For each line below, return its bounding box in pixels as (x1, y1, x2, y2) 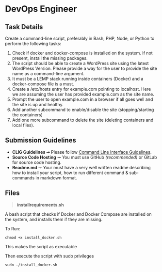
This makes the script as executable (5, 243, 77, 249)
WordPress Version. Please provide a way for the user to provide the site (12, 65, 158, 71)
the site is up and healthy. (12, 102, 64, 107)
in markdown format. (35, 175, 78, 180)
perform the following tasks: (5, 41, 62, 47)
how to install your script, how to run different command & (12, 170, 129, 176)
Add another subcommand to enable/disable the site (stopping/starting (12, 107, 154, 112)
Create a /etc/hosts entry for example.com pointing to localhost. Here (12, 86, 151, 92)
